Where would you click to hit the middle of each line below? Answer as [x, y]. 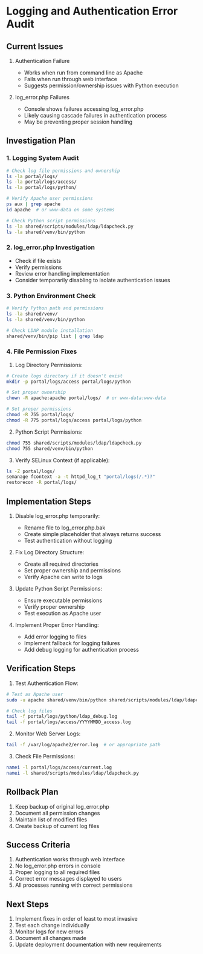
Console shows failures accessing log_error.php [84, 109]
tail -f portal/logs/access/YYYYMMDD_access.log [69, 722]
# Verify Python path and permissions [55, 308]
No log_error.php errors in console [58, 866]
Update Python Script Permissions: [59, 589]
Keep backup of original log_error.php [62, 806]
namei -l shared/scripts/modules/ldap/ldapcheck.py [72, 773]
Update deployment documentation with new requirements [88, 945]
